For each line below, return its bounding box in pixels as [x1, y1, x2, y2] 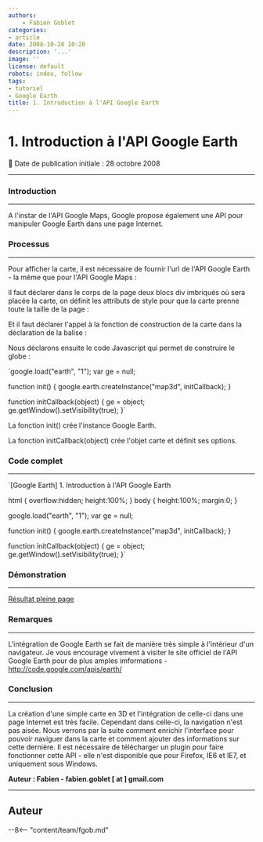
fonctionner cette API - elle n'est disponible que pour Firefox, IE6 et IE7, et [8, 750, 247, 760]
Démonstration [8, 569, 67, 580]
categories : [8, 26, 47, 34]
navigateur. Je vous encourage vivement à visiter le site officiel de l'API [8, 647, 238, 657]
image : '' [8, 56, 41, 64]
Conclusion [8, 683, 53, 694]
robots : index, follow [8, 70, 82, 78]
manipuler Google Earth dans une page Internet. [8, 219, 164, 228]
